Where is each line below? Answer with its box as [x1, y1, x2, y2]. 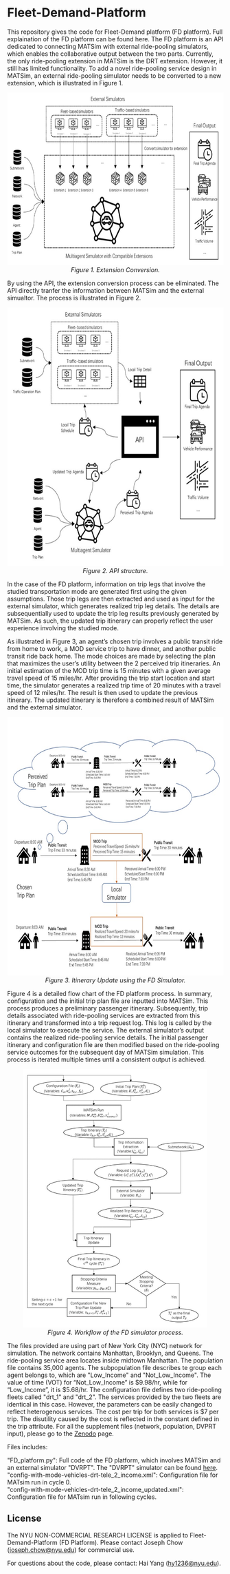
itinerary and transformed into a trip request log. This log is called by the [7, 1018, 212, 1027]
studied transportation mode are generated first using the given [7, 587, 187, 595]
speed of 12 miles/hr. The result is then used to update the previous [7, 688, 198, 696]
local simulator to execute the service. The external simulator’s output [7, 1026, 205, 1034]
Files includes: [7, 1442, 48, 1451]
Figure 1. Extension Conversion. [71, 265, 160, 273]
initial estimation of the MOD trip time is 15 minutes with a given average [7, 666, 211, 674]
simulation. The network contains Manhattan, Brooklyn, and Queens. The [7, 1349, 214, 1357]
